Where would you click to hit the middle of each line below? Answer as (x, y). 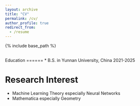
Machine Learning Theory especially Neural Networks (66, 93)
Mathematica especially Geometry (46, 98)
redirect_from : (20, 28)
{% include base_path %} (31, 46)
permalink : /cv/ (21, 18)
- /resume (19, 32)
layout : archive (21, 9)
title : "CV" (17, 14)
